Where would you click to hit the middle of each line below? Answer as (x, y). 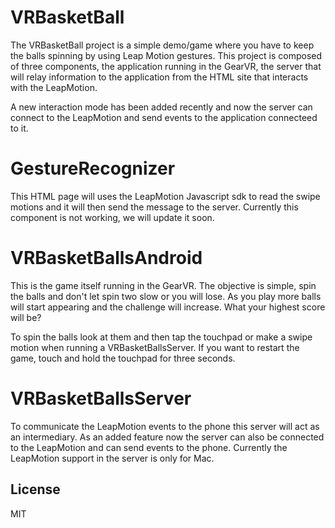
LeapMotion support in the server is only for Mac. (112, 458)
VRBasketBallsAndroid (106, 258)
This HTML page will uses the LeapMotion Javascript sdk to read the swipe (165, 196)
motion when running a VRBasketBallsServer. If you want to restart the (155, 347)
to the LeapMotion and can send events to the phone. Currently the (149, 447)
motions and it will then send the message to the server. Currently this (154, 207)
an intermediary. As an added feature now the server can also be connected (167, 437)
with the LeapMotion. (54, 87)
